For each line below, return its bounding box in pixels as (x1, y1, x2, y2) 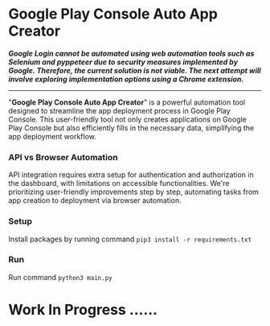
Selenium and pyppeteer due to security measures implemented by (8, 57, 239, 67)
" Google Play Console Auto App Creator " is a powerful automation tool (8, 97, 246, 107)
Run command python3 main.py (8, 272, 112, 282)
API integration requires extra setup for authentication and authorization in (8, 170, 255, 180)
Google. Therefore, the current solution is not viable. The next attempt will (8, 65, 261, 75)
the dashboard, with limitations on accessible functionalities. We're (8, 179, 230, 188)
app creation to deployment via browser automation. (8, 196, 182, 205)
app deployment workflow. (8, 131, 96, 141)
